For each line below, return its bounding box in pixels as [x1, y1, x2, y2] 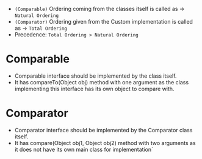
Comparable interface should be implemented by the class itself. [14, 72, 177, 79]
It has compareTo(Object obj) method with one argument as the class [14, 78, 189, 86]
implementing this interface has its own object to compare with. [14, 85, 175, 92]
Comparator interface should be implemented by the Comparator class [14, 126, 193, 134]
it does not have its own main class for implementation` [14, 146, 154, 153]
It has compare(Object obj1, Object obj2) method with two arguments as [14, 139, 196, 146]
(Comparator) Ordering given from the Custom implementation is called [14, 18, 193, 25]
